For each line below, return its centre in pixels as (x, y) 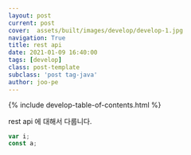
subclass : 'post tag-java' (53, 75)
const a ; (23, 144)
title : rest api (35, 45)
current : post (32, 23)
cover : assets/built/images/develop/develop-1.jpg (95, 30)
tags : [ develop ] (35, 60)
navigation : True (37, 38)
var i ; (19, 136)
